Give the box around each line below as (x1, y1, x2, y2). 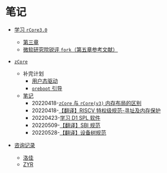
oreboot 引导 (31, 84, 63, 92)
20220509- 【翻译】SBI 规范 (31, 122, 101, 129)
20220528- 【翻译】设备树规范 (31, 129, 107, 136)
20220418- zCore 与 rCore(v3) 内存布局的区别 (31, 99, 142, 106)
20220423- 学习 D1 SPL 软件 (31, 114, 101, 121)
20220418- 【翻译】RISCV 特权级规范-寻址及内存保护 (31, 107, 161, 114)
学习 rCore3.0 (14, 26, 48, 33)
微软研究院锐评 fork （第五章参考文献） (22, 45, 119, 53)
